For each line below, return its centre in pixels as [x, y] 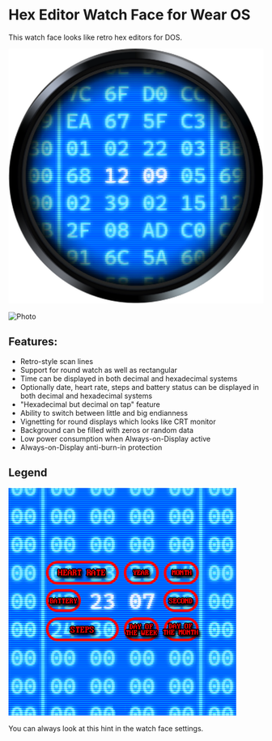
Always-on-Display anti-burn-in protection [91, 447]
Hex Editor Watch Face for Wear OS [130, 15]
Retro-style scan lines [57, 361]
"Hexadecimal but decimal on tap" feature [90, 404]
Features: [33, 342]
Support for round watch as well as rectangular [99, 370]
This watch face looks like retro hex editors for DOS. [95, 37]
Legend [28, 473]
